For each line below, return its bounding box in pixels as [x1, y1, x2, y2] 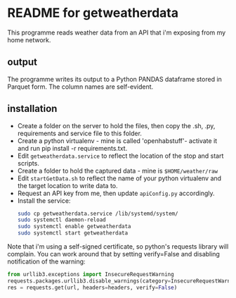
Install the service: [17, 196, 71, 205]
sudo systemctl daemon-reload [17, 216, 107, 223]
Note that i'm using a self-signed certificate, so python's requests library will [7, 242, 229, 251]
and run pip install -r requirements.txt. [17, 144, 128, 152]
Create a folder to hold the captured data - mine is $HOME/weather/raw [17, 166, 218, 175]
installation [7, 103, 58, 115]
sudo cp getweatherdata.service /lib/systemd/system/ [17, 210, 178, 217]
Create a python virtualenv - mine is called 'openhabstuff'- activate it [17, 136, 218, 145]
